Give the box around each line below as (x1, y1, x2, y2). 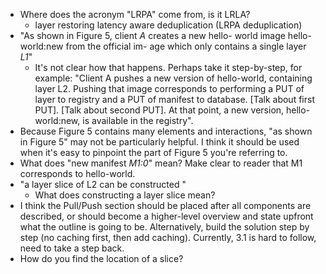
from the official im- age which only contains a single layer (65, 40, 307, 52)
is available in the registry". (82, 115, 194, 126)
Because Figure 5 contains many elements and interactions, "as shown (19, 125, 313, 137)
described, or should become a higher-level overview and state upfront (19, 210, 314, 222)
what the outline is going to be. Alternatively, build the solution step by (19, 221, 310, 233)
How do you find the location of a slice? (19, 253, 184, 264)
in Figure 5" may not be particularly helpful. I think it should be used (19, 136, 300, 148)
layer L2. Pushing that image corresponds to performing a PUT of (34, 83, 305, 94)
